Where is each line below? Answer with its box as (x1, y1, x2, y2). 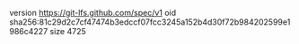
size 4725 (49, 26, 87, 36)
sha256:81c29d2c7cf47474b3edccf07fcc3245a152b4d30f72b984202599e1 (9, 17, 291, 27)
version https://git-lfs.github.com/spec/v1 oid (9, 8, 177, 18)
